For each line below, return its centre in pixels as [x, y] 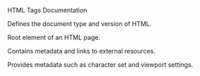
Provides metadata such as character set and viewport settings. [100, 65]
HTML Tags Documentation [47, 10]
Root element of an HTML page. [54, 37]
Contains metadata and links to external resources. [81, 51]
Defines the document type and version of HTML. [80, 24]
